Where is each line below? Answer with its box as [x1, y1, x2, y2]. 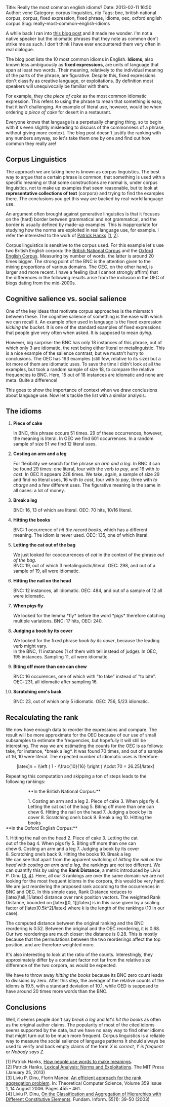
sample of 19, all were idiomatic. [13, 568, 80, 574]
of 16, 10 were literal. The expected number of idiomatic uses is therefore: [6, 754, 159, 760]
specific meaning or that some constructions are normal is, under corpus [6, 179, 158, 186]
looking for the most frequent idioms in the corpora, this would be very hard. [6, 878, 165, 884]
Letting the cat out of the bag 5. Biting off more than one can [28, 803, 154, 810]
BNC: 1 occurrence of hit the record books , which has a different [13, 527, 148, 533]
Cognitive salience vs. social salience [6, 294, 127, 303]
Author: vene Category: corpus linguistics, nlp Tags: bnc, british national [6, 10, 156, 16]
